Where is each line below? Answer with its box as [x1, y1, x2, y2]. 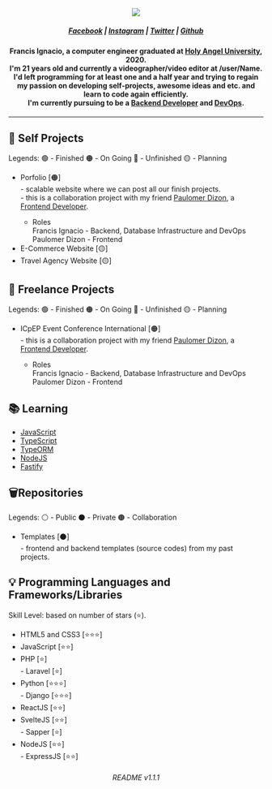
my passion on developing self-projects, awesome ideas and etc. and [17, 80, 255, 90]
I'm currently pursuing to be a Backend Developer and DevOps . [28, 97, 244, 107]
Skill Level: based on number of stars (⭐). [8, 610, 147, 620]
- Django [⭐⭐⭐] [19, 690, 72, 700]
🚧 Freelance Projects [8, 282, 115, 296]
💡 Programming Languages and [8, 576, 171, 589]
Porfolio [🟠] [19, 173, 62, 183]
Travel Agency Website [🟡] [19, 256, 112, 265]
